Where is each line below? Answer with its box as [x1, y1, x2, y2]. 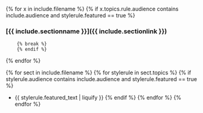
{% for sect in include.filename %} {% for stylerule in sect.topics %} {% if [6, 69, 191, 76]
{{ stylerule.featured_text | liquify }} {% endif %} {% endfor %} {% [14, 94, 182, 101]
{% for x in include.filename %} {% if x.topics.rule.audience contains [6, 6, 179, 12]
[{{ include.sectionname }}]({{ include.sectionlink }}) [6, 27, 168, 36]
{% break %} [17, 41, 47, 47]
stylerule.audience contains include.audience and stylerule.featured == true [6, 76, 197, 83]
